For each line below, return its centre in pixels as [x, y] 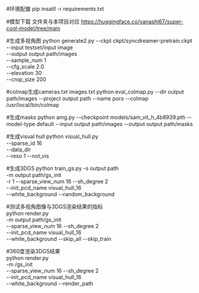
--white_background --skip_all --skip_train [59, 239]
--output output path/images [42, 54]
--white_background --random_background [60, 194]
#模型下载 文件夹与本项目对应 [43, 22]
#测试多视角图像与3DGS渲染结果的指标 [55, 207]
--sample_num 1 [26, 60]
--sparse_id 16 [24, 143]
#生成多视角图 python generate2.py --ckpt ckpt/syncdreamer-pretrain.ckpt [99, 41]
